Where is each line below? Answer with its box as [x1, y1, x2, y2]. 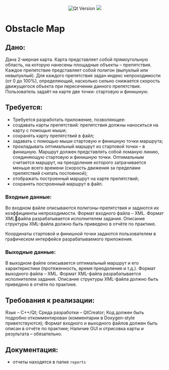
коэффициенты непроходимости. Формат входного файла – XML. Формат [5, 210, 164, 216]
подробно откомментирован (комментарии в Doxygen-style [5, 315, 135, 321]
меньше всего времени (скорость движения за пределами [12, 164, 141, 171]
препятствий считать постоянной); [12, 170, 88, 176]
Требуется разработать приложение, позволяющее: [12, 116, 126, 122]
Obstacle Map [5, 23, 65, 35]
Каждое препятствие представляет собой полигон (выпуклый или [5, 67, 148, 73]
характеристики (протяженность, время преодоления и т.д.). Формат [5, 265, 156, 272]
